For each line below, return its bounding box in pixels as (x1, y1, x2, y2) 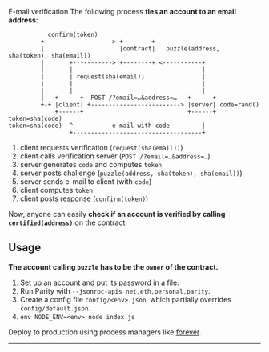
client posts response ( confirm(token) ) (19, 194, 149, 203)
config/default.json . (19, 303, 90, 313)
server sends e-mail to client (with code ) (19, 177, 152, 186)
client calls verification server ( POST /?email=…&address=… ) (19, 151, 211, 161)
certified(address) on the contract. (8, 218, 128, 227)
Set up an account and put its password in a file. (19, 278, 179, 287)
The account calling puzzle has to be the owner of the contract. (8, 262, 219, 271)
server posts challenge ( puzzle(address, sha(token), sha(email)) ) (19, 168, 243, 178)
